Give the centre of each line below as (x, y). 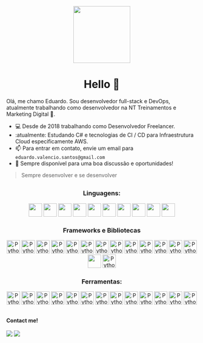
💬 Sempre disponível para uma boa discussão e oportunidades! (94, 163)
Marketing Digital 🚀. (31, 114)
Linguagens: (102, 193)
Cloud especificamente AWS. (52, 141)
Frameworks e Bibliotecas (102, 230)
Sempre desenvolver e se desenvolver (69, 175)
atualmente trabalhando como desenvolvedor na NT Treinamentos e (92, 107)
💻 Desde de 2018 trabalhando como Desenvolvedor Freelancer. (95, 126)
